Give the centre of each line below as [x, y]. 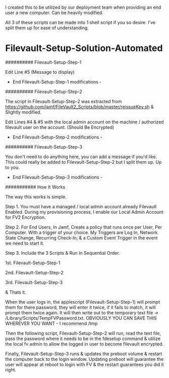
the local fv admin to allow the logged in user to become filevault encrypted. [84, 344]
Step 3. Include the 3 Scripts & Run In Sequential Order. [63, 253]
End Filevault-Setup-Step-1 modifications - [57, 82]
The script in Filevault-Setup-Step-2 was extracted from [64, 101]
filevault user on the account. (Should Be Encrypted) [60, 127]
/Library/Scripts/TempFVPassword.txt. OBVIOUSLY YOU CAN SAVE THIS [81, 318]
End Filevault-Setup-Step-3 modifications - [57, 177]
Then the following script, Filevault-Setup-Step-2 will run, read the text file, [83, 333]
